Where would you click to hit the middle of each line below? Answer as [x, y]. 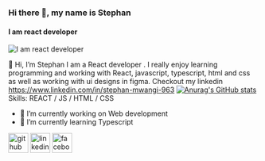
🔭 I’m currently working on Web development [94, 113]
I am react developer [43, 32]
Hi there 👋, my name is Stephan [70, 13]
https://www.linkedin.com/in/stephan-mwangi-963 [92, 90]
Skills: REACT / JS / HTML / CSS [61, 98]
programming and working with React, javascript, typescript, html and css [129, 73]
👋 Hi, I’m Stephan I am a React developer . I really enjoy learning [113, 65]
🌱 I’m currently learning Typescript [76, 122]
